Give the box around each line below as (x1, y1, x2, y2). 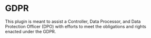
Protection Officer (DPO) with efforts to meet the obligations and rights (5, 23, 147, 29)
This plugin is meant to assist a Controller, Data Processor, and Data (5, 19, 141, 24)
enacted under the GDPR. (5, 28, 56, 34)
